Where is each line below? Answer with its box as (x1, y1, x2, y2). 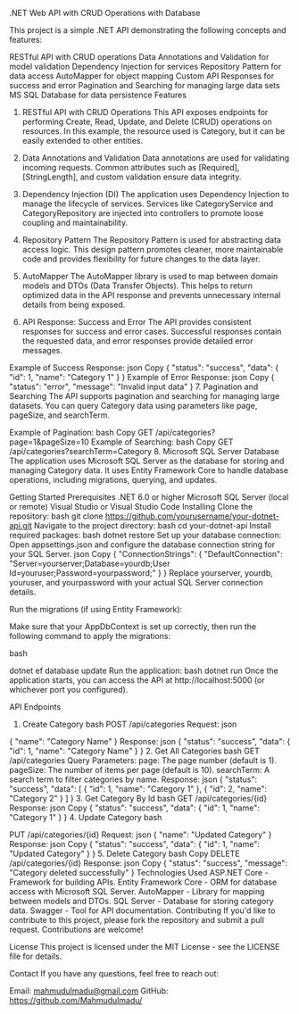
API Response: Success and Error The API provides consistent (21, 317, 252, 327)
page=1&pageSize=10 (9, 436, 89, 447)
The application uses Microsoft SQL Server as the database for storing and (9, 455, 285, 466)
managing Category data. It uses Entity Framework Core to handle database (9, 465, 288, 476)
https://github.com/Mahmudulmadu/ (9, 995, 143, 1005)
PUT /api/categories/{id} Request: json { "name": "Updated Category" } (9, 829, 272, 840)
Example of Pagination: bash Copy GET (9, 428, 154, 437)
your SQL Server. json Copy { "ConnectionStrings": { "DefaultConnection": (9, 549, 283, 559)
